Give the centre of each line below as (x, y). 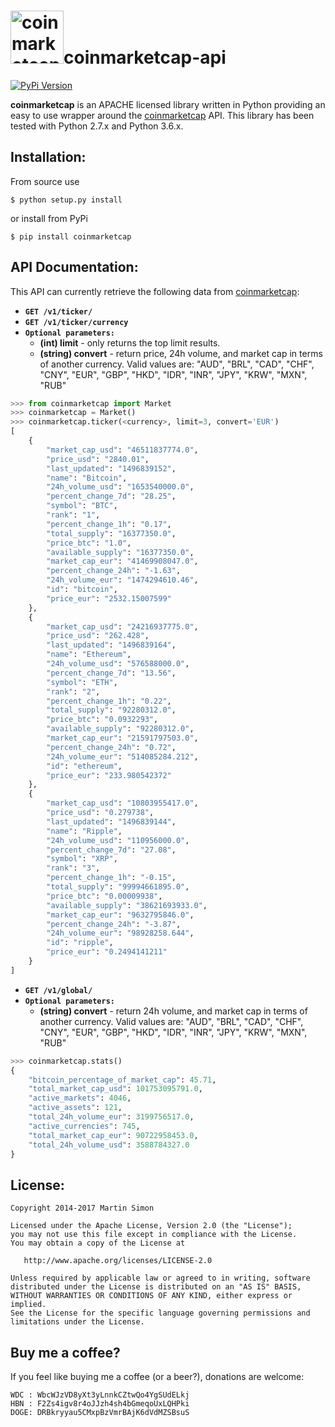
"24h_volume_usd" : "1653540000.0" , (120, 487)
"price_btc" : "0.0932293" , (102, 720)
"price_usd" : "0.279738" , (100, 813)
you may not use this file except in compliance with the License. (154, 1235)
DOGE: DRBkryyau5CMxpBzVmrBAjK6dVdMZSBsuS (100, 1413)
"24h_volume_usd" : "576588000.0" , (118, 664)
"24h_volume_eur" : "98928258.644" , (120, 933)
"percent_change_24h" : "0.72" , (111, 747)
